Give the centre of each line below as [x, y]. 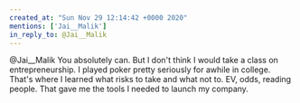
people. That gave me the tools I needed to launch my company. [129, 89]
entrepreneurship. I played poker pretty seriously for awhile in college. [140, 70]
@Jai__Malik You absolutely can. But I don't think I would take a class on [144, 61]
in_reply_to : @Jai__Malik [58, 34]
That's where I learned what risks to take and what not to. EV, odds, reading [150, 80]
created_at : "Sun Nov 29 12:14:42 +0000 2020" [98, 18]
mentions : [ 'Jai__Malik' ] [58, 26]
